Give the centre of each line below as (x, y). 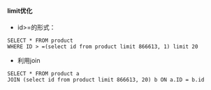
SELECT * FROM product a (43, 74)
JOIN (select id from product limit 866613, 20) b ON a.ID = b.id (106, 80)
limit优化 (20, 10)
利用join (29, 61)
